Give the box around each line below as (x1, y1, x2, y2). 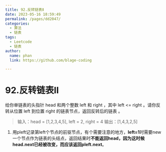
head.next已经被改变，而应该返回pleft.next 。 (12, 142, 107, 148)
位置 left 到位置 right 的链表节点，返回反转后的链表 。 (13, 108, 123, 114)
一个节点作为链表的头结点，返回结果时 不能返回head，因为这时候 (12, 135, 145, 141)
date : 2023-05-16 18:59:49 (5, 12, 61, 17)
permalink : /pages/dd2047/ (5, 16, 61, 21)
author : (5, 48, 21, 53)
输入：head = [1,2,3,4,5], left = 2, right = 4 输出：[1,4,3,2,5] (17, 119, 138, 125)
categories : (5, 21, 30, 26)
